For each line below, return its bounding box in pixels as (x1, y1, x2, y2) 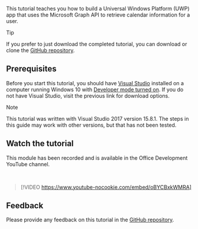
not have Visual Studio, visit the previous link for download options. (6, 92, 170, 99)
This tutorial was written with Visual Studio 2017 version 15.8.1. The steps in (6, 115, 189, 122)
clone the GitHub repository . (6, 47, 75, 54)
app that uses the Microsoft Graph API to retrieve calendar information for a (6, 11, 190, 18)
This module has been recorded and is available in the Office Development (6, 154, 188, 162)
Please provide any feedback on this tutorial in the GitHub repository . (6, 216, 174, 224)
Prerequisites (6, 64, 57, 74)
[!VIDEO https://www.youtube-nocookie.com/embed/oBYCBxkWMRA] (20, 183, 192, 191)
